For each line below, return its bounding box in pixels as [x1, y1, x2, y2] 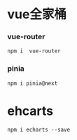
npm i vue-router [7, 48, 61, 55]
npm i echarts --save [7, 126, 71, 133]
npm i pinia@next [7, 80, 58, 87]
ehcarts [7, 103, 54, 119]
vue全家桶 [7, 6, 66, 22]
